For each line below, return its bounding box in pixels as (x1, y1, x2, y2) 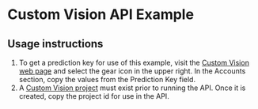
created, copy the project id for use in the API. (18, 92, 169, 100)
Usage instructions (7, 37, 104, 51)
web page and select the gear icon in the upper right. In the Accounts (18, 66, 246, 76)
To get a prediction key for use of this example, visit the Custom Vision (18, 58, 250, 67)
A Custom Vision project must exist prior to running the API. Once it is (18, 83, 246, 92)
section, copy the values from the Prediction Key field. (18, 75, 195, 84)
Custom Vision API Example (7, 6, 195, 24)
